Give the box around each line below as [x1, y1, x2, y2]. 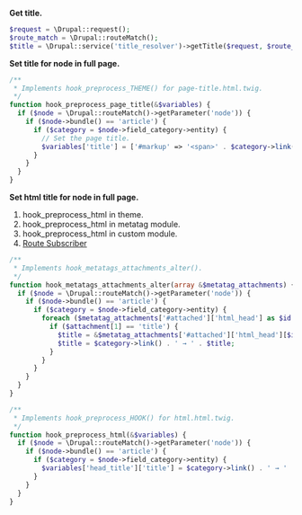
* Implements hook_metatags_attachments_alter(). [13, 263, 203, 272]
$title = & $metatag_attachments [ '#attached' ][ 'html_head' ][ [57, 330, 288, 340]
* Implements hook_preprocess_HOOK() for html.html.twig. [13, 413, 235, 422]
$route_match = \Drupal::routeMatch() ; [9, 33, 159, 42]
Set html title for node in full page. [9, 192, 139, 202]
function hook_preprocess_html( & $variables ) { [9, 431, 187, 440]
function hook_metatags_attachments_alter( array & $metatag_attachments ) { [9, 280, 296, 289]
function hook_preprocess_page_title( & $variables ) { [9, 101, 211, 110]
